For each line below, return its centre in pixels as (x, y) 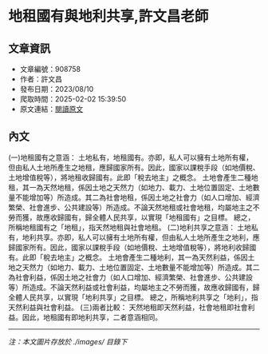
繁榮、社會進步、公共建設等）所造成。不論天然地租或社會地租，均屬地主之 (130, 207)
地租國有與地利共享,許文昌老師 (108, 16)
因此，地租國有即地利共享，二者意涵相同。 (92, 317)
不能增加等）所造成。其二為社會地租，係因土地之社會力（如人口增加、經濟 (137, 197)
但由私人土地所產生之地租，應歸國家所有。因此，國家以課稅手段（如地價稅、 (134, 167)
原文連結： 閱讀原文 (51, 109)
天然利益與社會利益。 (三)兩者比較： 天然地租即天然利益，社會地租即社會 (128, 307)
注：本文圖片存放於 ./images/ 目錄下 (68, 341)
